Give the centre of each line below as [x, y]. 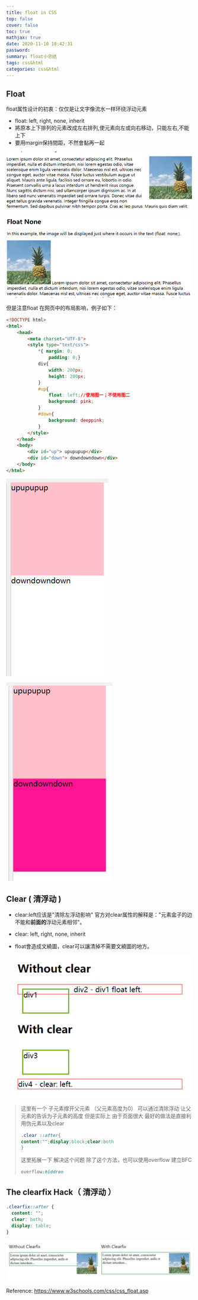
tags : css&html [25, 62]
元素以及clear [48, 1123]
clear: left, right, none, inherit [50, 934]
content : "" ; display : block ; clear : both [67, 1142]
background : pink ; [71, 402]
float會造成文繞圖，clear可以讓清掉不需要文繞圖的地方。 [84, 946]
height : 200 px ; [67, 376]
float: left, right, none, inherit [49, 121]
